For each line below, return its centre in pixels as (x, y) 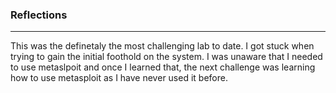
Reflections (39, 15)
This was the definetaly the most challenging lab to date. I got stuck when (162, 46)
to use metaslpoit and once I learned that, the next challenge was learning (163, 67)
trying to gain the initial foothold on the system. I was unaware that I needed (166, 57)
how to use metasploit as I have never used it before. (119, 78)
